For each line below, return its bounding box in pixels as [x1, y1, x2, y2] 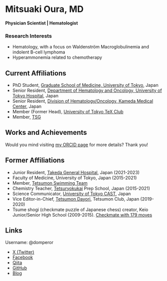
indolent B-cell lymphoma [12, 49, 66, 55]
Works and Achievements [5, 128, 87, 137]
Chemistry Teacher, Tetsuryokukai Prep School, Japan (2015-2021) [12, 185, 151, 191]
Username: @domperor [5, 240, 54, 246]
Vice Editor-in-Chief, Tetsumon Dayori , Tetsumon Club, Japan [12, 196, 140, 202]
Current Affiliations [5, 69, 66, 77]
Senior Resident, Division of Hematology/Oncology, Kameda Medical [12, 98, 154, 104]
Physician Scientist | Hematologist [5, 20, 78, 26]
